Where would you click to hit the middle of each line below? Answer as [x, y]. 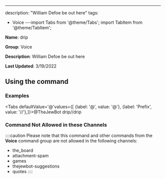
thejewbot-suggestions [36, 166]
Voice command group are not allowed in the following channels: [71, 141]
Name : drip [17, 37]
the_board [23, 150]
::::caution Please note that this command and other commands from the [79, 135]
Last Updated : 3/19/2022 [31, 66]
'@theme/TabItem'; [32, 28]
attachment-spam [30, 155]
